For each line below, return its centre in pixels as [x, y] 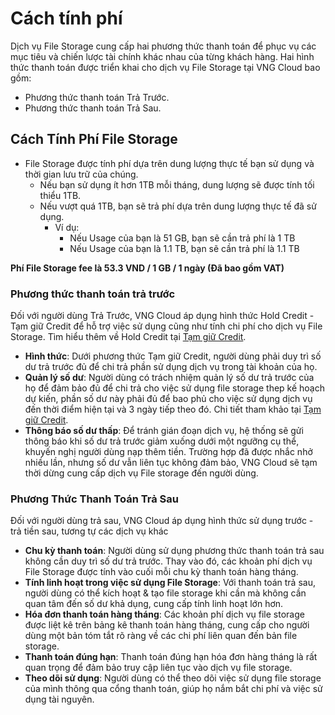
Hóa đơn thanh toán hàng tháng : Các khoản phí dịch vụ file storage [164, 614]
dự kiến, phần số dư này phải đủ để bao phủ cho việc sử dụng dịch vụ [168, 399]
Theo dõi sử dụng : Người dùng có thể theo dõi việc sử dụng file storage [173, 678]
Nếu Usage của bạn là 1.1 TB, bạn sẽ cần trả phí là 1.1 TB [184, 248]
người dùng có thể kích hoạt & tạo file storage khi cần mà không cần [165, 593]
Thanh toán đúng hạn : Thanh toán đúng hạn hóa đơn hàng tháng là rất [171, 657]
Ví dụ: [67, 227]
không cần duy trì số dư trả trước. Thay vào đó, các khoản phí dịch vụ [168, 561]
